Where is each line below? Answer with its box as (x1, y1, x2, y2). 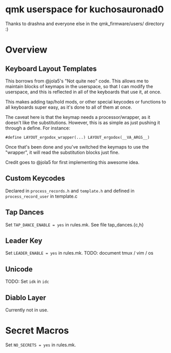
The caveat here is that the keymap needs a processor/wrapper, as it (5, 114, 151, 120)
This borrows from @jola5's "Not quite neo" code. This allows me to (5, 78, 149, 84)
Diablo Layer (5, 293, 46, 302)
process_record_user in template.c (5, 193, 78, 199)
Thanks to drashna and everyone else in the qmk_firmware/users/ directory (5, 20, 165, 27)
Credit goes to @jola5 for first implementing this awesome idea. (5, 159, 140, 165)
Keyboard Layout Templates (5, 64, 97, 73)
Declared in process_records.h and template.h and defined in (5, 188, 135, 194)
